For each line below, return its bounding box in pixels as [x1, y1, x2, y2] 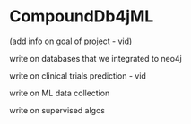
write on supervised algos [9, 104, 106, 115]
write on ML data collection [9, 87, 110, 98]
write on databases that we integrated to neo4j [9, 53, 182, 63]
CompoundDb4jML [9, 6, 154, 27]
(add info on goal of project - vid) [9, 36, 133, 46]
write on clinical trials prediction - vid [9, 70, 146, 81]
